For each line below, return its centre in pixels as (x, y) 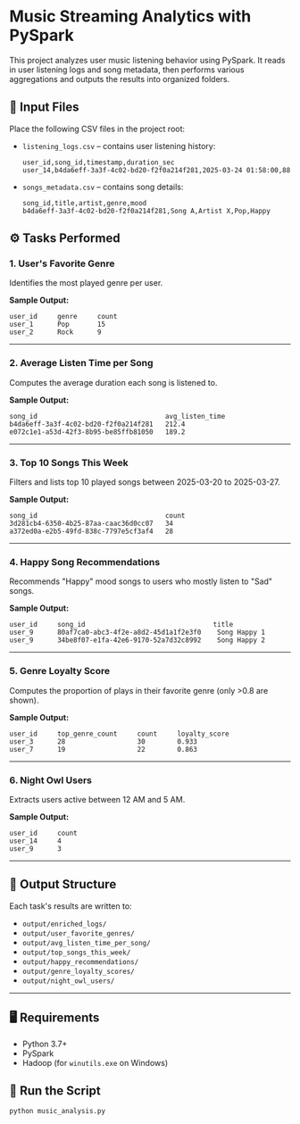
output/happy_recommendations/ (80, 962)
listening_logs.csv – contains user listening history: (119, 146)
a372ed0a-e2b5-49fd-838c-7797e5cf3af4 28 (92, 532)
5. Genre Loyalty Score (60, 671)
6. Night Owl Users (50, 780)
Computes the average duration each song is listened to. (113, 382)
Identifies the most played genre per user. (86, 283)
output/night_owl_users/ (68, 981)
